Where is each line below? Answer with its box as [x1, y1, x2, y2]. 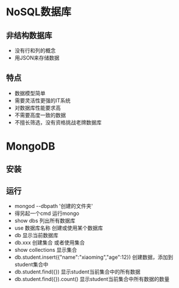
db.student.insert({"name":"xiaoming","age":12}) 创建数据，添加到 [14, 254, 173, 261]
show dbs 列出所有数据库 [14, 217, 76, 224]
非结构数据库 [6, 30, 52, 40]
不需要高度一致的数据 [14, 112, 66, 119]
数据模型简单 [14, 89, 45, 96]
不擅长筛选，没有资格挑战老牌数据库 [14, 119, 102, 126]
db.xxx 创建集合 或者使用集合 [14, 239, 85, 246]
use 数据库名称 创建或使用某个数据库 [14, 224, 103, 231]
